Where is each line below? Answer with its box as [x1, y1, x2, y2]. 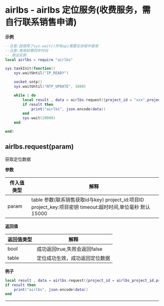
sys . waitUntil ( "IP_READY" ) [14, 71, 69, 76]
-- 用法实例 [5, 52, 27, 58]
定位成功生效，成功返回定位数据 [37, 255, 111, 261]
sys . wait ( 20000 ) [22, 116, 56, 120]
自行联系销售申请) [5, 17, 77, 28]
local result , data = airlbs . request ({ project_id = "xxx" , [22, 97, 147, 102]
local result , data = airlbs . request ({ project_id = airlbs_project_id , [5, 278, 156, 283]
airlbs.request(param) [5, 142, 74, 151]
